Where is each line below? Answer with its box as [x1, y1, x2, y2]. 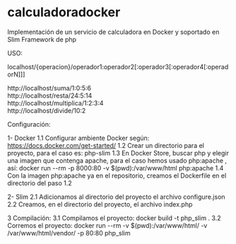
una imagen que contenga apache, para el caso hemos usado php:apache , [7, 156, 228, 165]
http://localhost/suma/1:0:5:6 [7, 83, 92, 92]
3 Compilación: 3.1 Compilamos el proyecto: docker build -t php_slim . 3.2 [7, 214, 221, 222]
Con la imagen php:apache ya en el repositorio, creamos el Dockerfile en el [7, 171, 227, 180]
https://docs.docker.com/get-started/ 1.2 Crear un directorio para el [7, 141, 205, 149]
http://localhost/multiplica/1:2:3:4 [7, 98, 104, 107]
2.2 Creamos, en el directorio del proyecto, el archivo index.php [7, 199, 193, 209]
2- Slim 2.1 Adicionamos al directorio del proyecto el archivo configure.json [7, 192, 225, 201]
